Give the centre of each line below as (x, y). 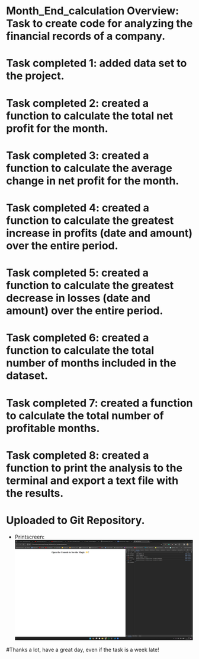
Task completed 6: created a (78, 338)
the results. (35, 493)
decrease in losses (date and (78, 298)
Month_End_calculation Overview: (93, 11)
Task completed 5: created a (78, 273)
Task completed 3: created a (78, 155)
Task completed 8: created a (78, 455)
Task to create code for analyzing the (99, 23)
